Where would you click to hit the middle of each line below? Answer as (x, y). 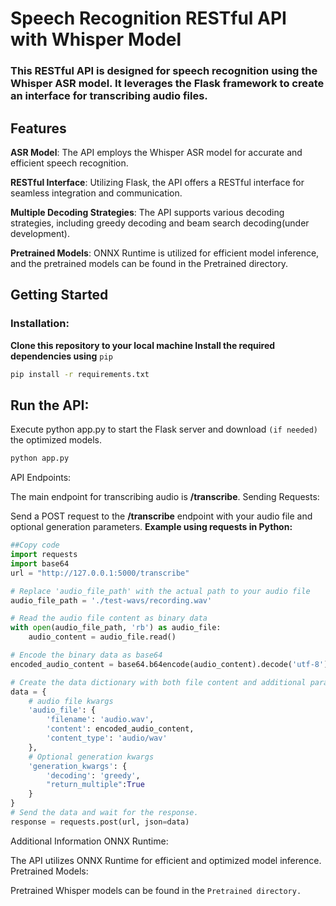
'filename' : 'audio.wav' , (100, 720)
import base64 (40, 563)
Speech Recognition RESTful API (148, 18)
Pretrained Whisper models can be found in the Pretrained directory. (156, 890)
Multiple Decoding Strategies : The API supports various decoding (147, 212)
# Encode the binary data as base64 (86, 655)
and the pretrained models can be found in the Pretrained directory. (149, 263)
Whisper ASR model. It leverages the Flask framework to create (167, 84)
